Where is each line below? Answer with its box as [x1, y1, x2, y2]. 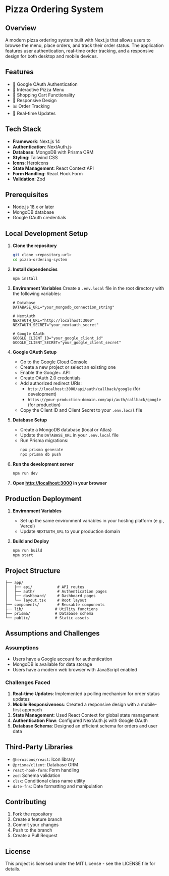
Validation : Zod [12, 176, 45, 182]
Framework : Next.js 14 [12, 138, 60, 144]
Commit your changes [12, 822, 59, 828]
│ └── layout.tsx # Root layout [5, 598, 87, 603]
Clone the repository [12, 242, 57, 249]
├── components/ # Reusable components [5, 602, 105, 607]
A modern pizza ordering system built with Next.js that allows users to [5, 37, 151, 43]
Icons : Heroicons [12, 160, 49, 166]
